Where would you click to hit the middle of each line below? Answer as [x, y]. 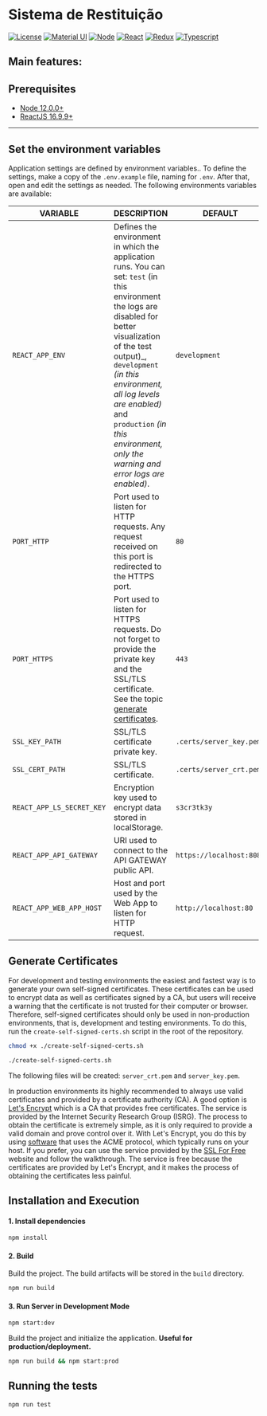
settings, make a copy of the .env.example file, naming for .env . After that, [129, 176]
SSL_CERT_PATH [39, 769]
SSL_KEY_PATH [37, 741]
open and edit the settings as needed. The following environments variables [132, 185]
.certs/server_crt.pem [218, 769]
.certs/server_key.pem [218, 741]
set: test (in [136, 277]
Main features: [45, 62]
